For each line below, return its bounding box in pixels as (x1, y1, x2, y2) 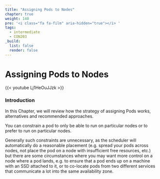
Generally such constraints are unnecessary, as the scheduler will (5, 137, 137, 143)
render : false (9, 48, 38, 53)
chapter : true (5, 12, 34, 17)
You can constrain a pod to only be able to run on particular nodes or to (5, 123, 148, 128)
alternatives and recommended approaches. (5, 113, 94, 119)
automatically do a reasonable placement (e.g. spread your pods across (5, 142, 149, 148)
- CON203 (9, 35, 27, 39)
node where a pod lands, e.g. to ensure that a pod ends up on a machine (5, 158, 150, 163)
